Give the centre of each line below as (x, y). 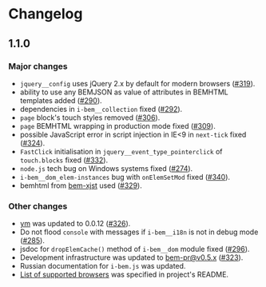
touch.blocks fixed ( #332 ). (64, 160)
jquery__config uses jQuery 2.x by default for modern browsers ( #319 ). (137, 83)
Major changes (38, 66)
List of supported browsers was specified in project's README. (124, 275)
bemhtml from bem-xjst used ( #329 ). (81, 185)
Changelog (46, 14)
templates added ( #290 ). (61, 100)
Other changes (38, 206)
